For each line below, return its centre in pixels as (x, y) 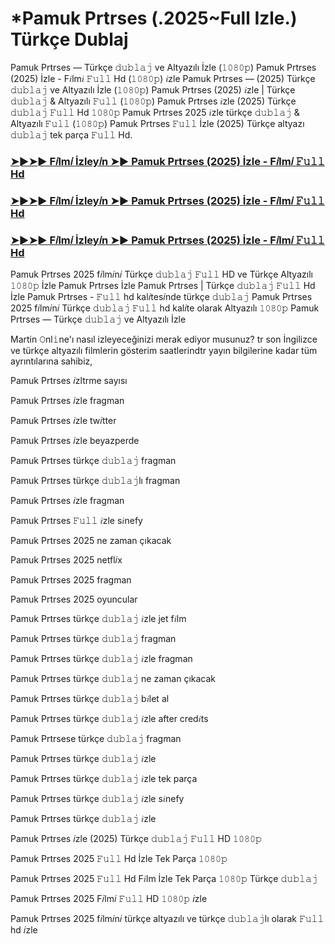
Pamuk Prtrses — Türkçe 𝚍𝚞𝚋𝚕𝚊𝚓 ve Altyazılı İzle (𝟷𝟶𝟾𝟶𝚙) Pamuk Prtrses (163, 67)
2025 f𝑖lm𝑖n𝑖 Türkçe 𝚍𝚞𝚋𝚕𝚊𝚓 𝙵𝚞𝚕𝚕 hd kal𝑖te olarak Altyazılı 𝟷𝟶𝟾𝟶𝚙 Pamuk (165, 308)
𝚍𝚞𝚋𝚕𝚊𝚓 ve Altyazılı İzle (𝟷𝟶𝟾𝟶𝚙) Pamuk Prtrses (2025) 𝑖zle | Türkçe (153, 89)
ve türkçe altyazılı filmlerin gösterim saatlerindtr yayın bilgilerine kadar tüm (164, 351)
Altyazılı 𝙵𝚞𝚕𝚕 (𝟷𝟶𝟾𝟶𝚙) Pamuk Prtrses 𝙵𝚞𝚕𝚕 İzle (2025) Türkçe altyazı (157, 123)
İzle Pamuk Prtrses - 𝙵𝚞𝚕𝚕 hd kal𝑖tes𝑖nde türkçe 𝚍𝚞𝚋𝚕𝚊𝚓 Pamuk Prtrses (161, 297)
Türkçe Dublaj (69, 39)
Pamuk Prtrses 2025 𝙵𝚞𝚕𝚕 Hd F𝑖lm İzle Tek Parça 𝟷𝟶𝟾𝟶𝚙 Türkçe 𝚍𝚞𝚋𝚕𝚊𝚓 (164, 879)
